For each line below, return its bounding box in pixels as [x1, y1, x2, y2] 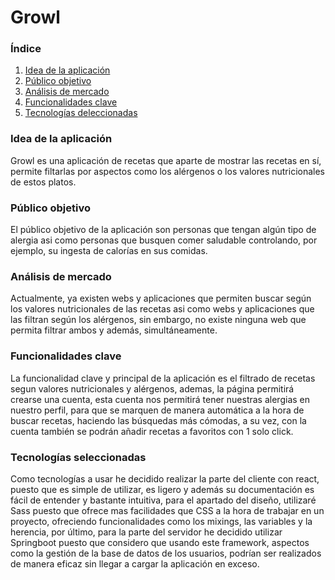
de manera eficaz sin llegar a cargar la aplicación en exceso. [10, 557, 260, 570]
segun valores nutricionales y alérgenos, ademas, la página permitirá [10, 382, 295, 395]
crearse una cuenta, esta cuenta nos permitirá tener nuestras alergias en [10, 393, 311, 405]
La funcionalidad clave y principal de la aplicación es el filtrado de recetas [10, 372, 316, 384]
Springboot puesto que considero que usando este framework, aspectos [10, 536, 310, 548]
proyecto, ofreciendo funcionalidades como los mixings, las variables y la [10, 515, 313, 527]
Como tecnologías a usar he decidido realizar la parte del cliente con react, [10, 472, 320, 485]
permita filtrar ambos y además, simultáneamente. [10, 324, 218, 336]
